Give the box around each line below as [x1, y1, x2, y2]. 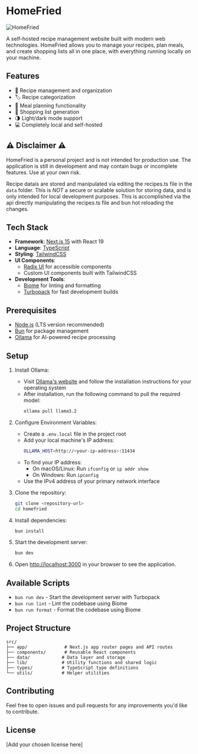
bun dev [14, 550, 34, 556]
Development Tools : [14, 276, 66, 283]
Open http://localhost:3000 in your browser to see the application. [14, 561, 176, 568]
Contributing [6, 686, 54, 696]
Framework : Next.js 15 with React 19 [14, 238, 104, 245]
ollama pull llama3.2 [23, 408, 77, 414]
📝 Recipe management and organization [14, 87, 112, 94]
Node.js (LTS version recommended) [14, 321, 105, 329]
